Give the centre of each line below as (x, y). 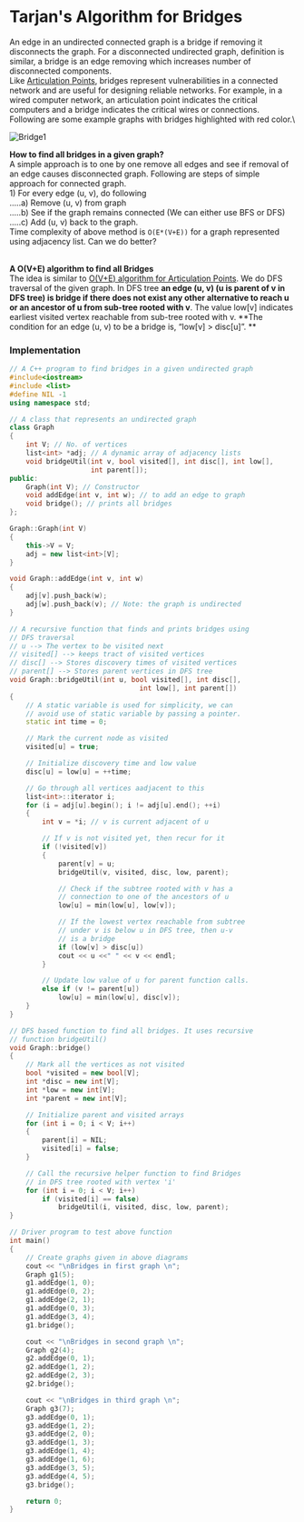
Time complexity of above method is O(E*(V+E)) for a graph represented (144, 231)
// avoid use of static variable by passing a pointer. (134, 714)
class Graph (32, 428)
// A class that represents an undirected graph (103, 419)
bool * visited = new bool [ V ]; (83, 1073)
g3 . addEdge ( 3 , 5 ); (60, 1467)
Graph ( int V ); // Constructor (83, 487)
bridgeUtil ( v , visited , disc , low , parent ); (143, 872)
